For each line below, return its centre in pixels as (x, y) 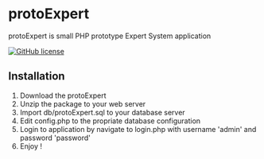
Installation (37, 76)
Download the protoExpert (63, 95)
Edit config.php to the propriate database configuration (110, 121)
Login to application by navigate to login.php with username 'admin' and (138, 129)
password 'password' (55, 138)
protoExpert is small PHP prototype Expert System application (110, 36)
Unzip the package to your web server (83, 103)
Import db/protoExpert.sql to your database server (102, 112)
